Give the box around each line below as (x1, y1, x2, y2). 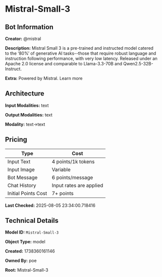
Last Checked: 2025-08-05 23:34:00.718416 (5, 202, 96, 208)
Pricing (5, 136, 28, 144)
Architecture (5, 89, 45, 98)
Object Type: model (5, 239, 45, 245)
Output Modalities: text (5, 112, 53, 118)
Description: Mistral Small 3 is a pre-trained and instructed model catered (5, 45, 154, 51)
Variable (52, 166, 71, 173)
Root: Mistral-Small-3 (5, 267, 49, 273)
